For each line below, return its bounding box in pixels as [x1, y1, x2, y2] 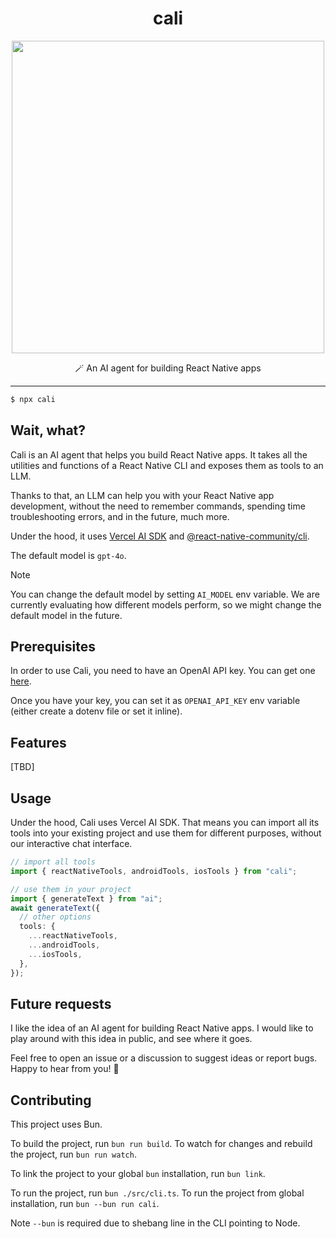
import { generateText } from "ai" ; [10, 893, 163, 904]
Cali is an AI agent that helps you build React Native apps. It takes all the [10, 448, 308, 461]
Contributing [10, 1092, 92, 1109]
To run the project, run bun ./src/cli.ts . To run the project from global [10, 1187, 305, 1199]
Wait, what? [10, 422, 87, 439]
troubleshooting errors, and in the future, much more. [10, 510, 230, 522]
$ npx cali [10, 394, 56, 404]
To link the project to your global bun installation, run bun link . [10, 1168, 266, 1180]
